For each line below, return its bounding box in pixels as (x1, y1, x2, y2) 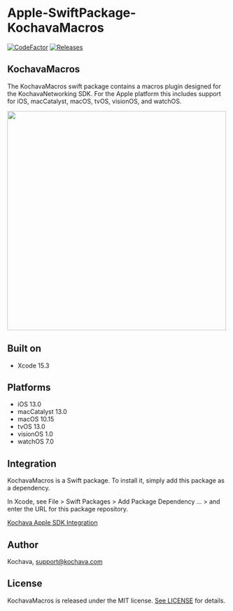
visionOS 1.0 (17, 430, 54, 438)
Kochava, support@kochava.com (7, 558, 103, 565)
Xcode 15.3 (17, 361, 50, 370)
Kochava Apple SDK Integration (7, 518, 98, 527)
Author (7, 539, 38, 551)
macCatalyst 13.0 (17, 408, 68, 416)
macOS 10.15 (17, 415, 55, 424)
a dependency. (7, 484, 50, 492)
